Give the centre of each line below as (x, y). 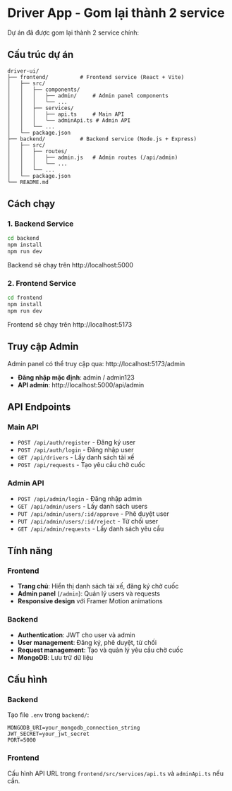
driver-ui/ (23, 71)
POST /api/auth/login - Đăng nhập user (75, 450)
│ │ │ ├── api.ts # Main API (66, 114)
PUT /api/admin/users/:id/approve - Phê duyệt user (93, 514)
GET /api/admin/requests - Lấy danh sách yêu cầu (91, 529)
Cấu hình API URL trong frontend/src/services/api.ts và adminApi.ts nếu (116, 773)
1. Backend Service (41, 224)
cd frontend (25, 298)
